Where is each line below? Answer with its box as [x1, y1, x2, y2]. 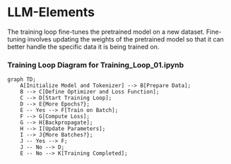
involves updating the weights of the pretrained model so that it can [27, 34, 224, 43]
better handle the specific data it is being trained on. [7, 42, 160, 51]
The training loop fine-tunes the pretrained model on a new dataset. [7, 27, 205, 36]
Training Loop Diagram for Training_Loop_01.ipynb [7, 60, 184, 70]
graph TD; [7, 76, 37, 83]
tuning [7, 34, 26, 43]
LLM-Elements [7, 4, 95, 20]
